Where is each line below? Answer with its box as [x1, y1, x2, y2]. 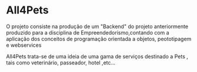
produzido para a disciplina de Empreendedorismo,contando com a [6, 29, 169, 36]
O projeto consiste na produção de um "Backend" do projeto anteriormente [6, 23, 189, 30]
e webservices [6, 42, 42, 49]
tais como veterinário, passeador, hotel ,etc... [6, 59, 116, 66]
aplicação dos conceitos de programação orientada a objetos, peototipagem [6, 35, 192, 42]
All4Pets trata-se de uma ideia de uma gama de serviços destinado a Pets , [6, 53, 188, 60]
